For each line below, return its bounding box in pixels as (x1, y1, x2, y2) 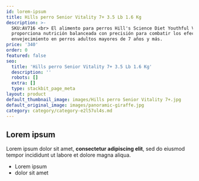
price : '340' (6, 42, 38, 48)
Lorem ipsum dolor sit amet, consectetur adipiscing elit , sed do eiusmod (6, 146, 185, 153)
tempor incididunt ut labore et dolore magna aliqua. (6, 151, 131, 159)
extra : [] (11, 80, 36, 86)
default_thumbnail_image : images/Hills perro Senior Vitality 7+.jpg (6, 96, 182, 102)
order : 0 (6, 47, 28, 53)
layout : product (6, 91, 46, 97)
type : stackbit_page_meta (11, 86, 76, 92)
